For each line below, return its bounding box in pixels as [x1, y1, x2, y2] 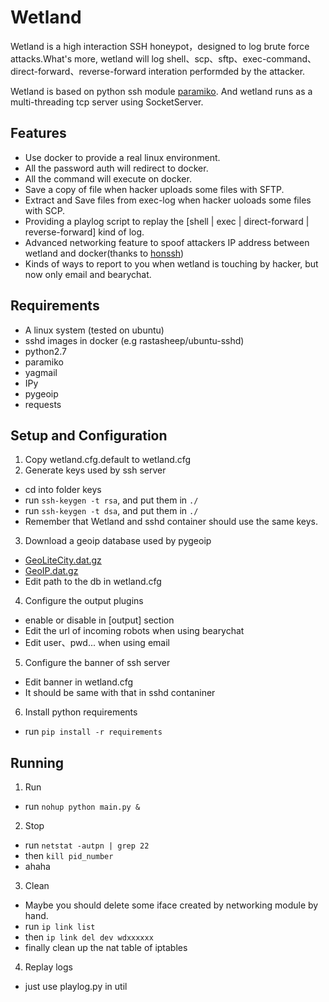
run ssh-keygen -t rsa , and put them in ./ [24, 494, 199, 506]
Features [10, 125, 67, 142]
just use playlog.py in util [24, 981, 128, 993]
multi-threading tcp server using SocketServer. [10, 96, 204, 108]
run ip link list [24, 921, 96, 933]
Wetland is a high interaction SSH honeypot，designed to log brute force [10, 40, 310, 52]
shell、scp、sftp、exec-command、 [166, 52, 317, 65]
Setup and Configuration [10, 427, 168, 444]
